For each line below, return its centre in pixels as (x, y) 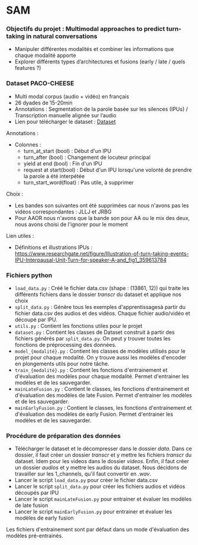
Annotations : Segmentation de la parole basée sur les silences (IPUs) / (101, 109)
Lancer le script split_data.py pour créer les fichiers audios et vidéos (100, 486)
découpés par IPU (37, 493)
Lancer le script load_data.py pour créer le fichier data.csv (86, 480)
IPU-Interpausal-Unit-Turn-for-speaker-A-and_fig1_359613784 (90, 260)
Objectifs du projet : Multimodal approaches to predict (86, 29)
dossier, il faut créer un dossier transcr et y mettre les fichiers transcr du (103, 455)
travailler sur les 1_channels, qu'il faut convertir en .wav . (83, 474)
